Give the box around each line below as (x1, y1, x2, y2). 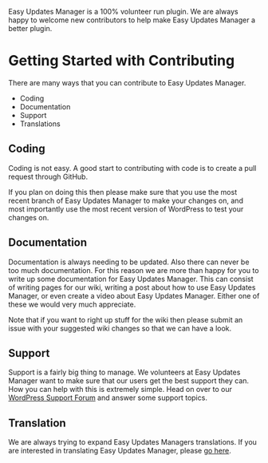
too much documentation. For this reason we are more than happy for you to (8, 265, 259, 275)
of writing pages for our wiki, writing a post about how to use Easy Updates (8, 283, 256, 292)
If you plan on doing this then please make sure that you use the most (8, 187, 238, 196)
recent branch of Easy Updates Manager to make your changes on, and (8, 196, 243, 205)
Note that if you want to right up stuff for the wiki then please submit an (8, 315, 243, 324)
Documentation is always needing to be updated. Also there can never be (8, 257, 250, 267)
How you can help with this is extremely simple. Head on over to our (8, 385, 233, 394)
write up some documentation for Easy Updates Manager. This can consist (8, 274, 254, 283)
